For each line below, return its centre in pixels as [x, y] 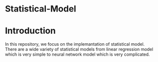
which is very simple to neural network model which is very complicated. [78, 54]
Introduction [30, 31]
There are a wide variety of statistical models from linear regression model [79, 50]
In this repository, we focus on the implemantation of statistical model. [75, 44]
